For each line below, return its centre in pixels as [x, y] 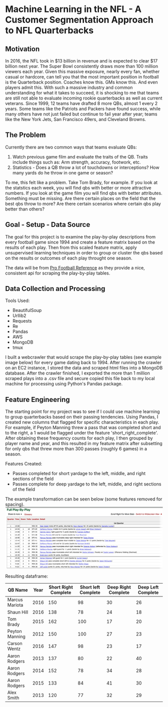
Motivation [22, 49]
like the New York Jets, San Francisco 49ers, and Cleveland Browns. [76, 119]
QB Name [18, 590]
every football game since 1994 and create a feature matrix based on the [80, 242]
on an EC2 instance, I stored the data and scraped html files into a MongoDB [84, 368]
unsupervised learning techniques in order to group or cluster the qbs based [84, 252]
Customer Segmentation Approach [79, 20]
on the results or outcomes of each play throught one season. [69, 258]
